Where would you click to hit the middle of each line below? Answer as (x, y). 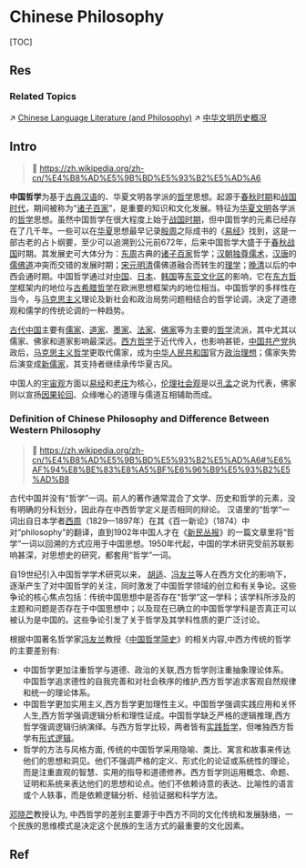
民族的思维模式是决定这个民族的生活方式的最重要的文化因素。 (133, 825)
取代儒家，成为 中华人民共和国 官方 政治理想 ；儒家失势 (197, 353)
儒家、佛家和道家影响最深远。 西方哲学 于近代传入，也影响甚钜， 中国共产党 (149, 341)
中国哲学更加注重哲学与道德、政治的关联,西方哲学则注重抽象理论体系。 (155, 670)
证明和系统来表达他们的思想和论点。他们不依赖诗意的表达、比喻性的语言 (158, 783)
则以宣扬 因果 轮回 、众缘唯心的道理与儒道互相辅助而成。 (113, 395)
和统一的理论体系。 (59, 692)
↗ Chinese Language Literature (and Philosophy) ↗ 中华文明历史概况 (138, 117)
